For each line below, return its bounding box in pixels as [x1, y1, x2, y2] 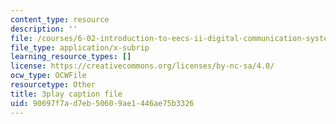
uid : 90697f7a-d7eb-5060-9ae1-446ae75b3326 [10, 98, 195, 108]
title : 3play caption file [10, 89, 123, 99]
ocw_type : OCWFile [10, 71, 87, 81]
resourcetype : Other [10, 80, 97, 90]
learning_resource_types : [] [10, 52, 132, 62]
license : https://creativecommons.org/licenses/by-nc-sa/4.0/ [10, 61, 275, 71]
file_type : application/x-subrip [10, 42, 150, 53]
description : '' [10, 24, 78, 34]
